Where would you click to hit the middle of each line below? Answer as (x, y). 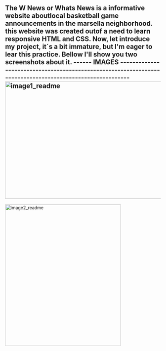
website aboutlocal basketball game (62, 16)
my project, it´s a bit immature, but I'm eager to (79, 47)
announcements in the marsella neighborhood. (79, 23)
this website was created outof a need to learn (78, 31)
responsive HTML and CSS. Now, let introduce (78, 39)
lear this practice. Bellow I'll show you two (71, 55)
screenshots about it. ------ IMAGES (62, 62)
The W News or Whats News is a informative (75, 8)
